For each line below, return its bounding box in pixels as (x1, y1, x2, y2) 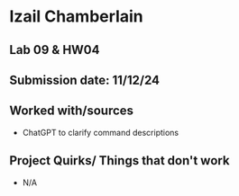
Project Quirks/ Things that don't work (9, 153, 230, 168)
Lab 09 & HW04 (9, 42, 100, 58)
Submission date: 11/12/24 (9, 72, 161, 87)
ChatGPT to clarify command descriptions (22, 127, 179, 138)
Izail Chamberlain (9, 6, 143, 27)
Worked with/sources (9, 103, 133, 119)
